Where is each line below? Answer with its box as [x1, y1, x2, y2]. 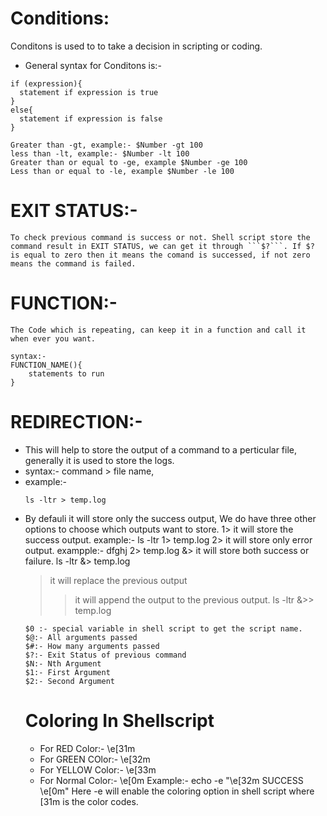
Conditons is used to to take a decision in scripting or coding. [10, 40, 263, 52]
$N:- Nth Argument [24, 658, 102, 669]
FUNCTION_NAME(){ [10, 360, 83, 370]
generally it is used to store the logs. [24, 454, 175, 466]
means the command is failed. [10, 258, 137, 269]
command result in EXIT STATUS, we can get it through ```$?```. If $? [10, 241, 315, 251]
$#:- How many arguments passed [24, 641, 160, 651]
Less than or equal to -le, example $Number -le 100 [10, 166, 235, 176]
